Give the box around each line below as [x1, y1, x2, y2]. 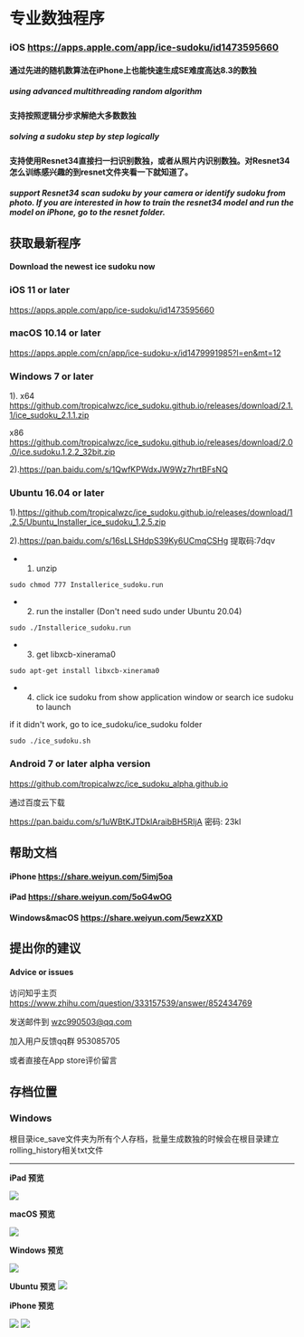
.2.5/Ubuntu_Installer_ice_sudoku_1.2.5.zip [9, 517, 166, 527]
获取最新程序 [9, 235, 81, 251]
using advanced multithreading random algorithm [9, 86, 203, 97]
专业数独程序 [9, 8, 106, 29]
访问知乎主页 [9, 988, 57, 999]
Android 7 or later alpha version [9, 757, 151, 770]
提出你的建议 [9, 941, 81, 956]
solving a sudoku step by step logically [9, 131, 160, 142]
